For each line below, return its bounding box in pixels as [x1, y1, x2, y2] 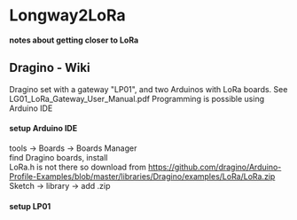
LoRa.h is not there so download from [9, 161, 146, 172]
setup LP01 [9, 200, 51, 211]
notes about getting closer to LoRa [9, 35, 139, 45]
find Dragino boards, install [9, 152, 108, 162]
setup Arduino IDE [9, 123, 78, 134]
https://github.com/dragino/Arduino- [147, 161, 282, 172]
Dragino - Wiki [9, 60, 90, 75]
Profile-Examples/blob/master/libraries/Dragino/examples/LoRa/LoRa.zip [9, 170, 276, 182]
